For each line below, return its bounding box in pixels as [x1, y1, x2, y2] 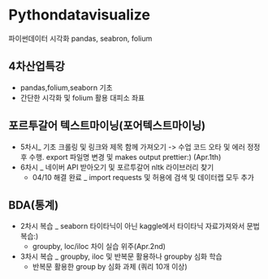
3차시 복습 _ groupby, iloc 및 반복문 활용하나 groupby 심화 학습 [19, 251, 223, 261]
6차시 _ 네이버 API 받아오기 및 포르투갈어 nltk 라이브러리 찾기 [19, 162, 214, 172]
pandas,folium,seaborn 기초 [19, 83, 113, 92]
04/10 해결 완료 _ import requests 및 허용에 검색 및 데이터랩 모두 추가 [32, 172, 254, 182]
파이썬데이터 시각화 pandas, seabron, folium [8, 33, 153, 43]
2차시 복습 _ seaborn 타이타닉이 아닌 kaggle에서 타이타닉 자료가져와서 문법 [19, 221, 260, 231]
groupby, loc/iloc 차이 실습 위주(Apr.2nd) [32, 242, 166, 251]
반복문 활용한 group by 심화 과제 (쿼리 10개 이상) [32, 262, 188, 272]
